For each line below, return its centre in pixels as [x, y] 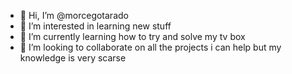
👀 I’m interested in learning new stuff [95, 26]
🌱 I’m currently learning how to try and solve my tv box [132, 36]
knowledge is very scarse [73, 58]
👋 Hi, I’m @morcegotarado [74, 15]
